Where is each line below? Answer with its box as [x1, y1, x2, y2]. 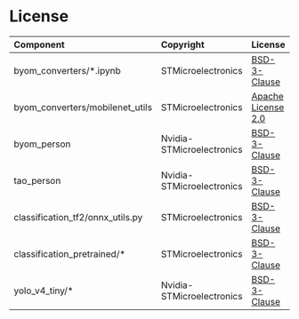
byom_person [13, 138, 71, 150]
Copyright [160, 38, 205, 51]
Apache [251, 90, 285, 102]
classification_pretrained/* [13, 247, 126, 259]
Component [13, 38, 65, 51]
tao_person [13, 174, 61, 187]
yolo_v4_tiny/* [13, 284, 74, 297]
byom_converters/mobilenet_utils [13, 100, 153, 113]
